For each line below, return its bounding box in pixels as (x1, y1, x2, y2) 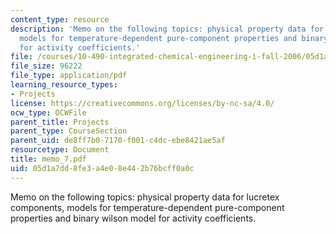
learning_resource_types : (10, 80, 118, 90)
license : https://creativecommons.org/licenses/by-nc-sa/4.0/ (10, 98, 275, 108)
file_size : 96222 (10, 61, 83, 71)
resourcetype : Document (10, 145, 110, 155)
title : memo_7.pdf (10, 154, 87, 164)
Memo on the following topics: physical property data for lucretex (10, 191, 280, 203)
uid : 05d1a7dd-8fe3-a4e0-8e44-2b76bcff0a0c (10, 163, 195, 173)
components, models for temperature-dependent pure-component (10, 201, 285, 213)
